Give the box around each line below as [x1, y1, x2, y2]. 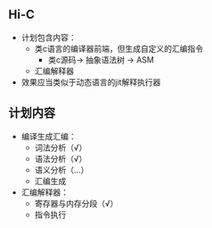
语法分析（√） [34, 153, 87, 164]
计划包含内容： [20, 31, 77, 43]
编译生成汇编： [20, 131, 77, 141]
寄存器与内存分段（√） [34, 198, 118, 208]
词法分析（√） [34, 142, 87, 153]
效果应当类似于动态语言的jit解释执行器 [20, 76, 161, 88]
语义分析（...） [34, 165, 89, 175]
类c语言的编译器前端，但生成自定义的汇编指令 [34, 43, 204, 54]
